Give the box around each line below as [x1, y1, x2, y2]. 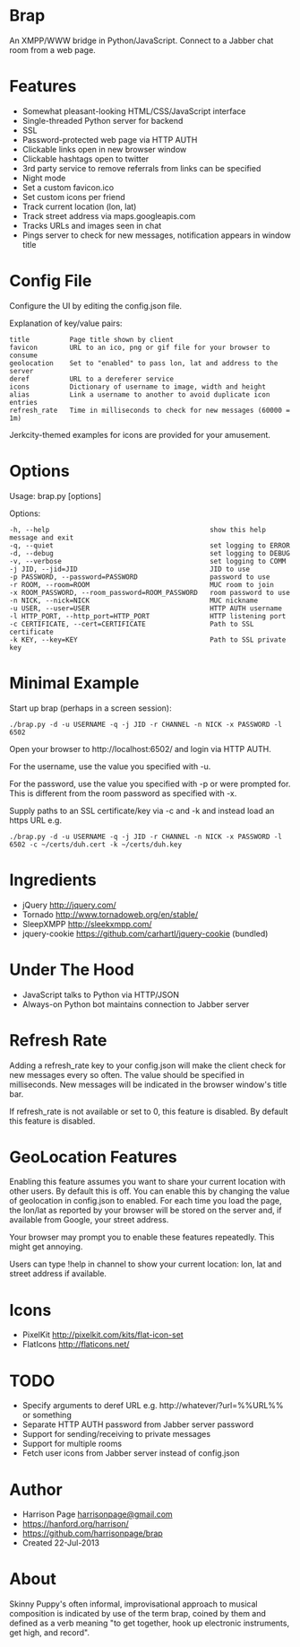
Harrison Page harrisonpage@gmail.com [21, 1509, 173, 1520]
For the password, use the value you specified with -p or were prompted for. [9, 778, 291, 789]
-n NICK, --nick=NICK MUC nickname [9, 596, 258, 605]
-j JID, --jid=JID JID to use [9, 565, 251, 574]
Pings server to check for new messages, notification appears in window [21, 230, 291, 241]
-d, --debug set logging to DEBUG [9, 548, 291, 557]
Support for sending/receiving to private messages [21, 1429, 211, 1440]
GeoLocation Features [9, 1146, 177, 1167]
